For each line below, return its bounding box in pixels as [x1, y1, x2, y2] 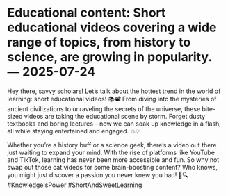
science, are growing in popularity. [7, 49, 212, 65]
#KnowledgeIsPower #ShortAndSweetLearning [7, 181, 142, 189]
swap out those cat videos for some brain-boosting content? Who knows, [7, 163, 218, 171]
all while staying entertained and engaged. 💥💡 [7, 126, 140, 135]
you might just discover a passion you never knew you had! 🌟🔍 [7, 170, 189, 179]
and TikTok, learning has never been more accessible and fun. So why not [7, 155, 220, 164]
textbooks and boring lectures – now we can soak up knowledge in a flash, [7, 120, 221, 128]
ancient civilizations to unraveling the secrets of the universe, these [7, 104, 201, 113]
